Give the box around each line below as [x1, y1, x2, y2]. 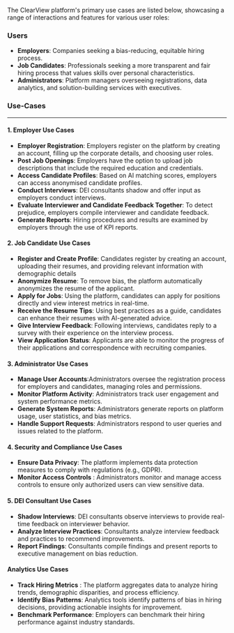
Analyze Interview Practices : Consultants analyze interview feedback [17, 527, 219, 535]
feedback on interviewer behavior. [31, 519, 130, 528]
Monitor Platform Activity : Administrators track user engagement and [17, 390, 219, 399]
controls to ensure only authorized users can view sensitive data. [17, 481, 204, 489]
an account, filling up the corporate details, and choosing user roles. [17, 149, 214, 157]
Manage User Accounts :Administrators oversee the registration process [17, 375, 226, 383]
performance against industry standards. [17, 618, 135, 626]
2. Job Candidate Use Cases [7, 239, 91, 247]
